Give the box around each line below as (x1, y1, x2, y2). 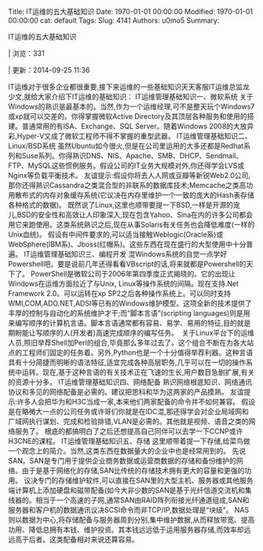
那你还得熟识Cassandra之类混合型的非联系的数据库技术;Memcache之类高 (8, 180, 247, 190)
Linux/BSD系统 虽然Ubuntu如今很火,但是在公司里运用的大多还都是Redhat (8, 141, 244, 150)
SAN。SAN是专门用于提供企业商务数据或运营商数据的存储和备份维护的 (8, 456, 237, 465)
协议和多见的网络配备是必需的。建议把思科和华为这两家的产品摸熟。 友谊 (8, 387, 244, 396)
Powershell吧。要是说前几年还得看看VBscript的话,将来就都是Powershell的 (8, 259, 247, 268)
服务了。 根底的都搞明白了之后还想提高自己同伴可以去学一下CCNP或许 (14, 427, 243, 435)
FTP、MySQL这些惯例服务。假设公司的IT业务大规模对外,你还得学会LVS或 (8, 161, 245, 170)
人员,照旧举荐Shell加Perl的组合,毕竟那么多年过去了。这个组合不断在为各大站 (8, 338, 254, 347)
